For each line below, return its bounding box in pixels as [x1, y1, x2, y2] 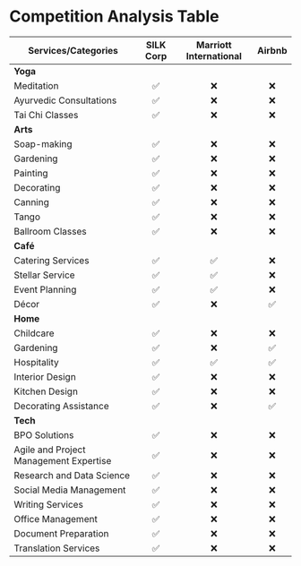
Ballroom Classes [13, 225, 87, 237]
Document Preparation [13, 527, 109, 539]
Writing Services [13, 498, 83, 510]
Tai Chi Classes [13, 108, 79, 121]
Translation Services [13, 542, 100, 554]
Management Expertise [13, 454, 112, 467]
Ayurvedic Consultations [13, 94, 117, 107]
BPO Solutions [13, 428, 74, 441]
